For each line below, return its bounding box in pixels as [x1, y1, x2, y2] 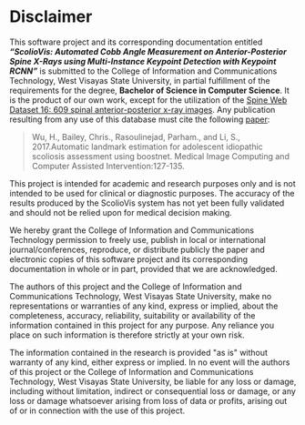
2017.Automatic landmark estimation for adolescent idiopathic [31, 141, 264, 152]
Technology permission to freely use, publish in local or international [9, 234, 267, 245]
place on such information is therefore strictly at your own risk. [9, 329, 245, 340]
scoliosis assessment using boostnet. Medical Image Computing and [31, 150, 290, 161]
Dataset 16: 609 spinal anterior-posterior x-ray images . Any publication [9, 104, 276, 115]
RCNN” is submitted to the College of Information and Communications [9, 66, 278, 76]
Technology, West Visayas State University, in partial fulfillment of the [9, 75, 270, 86]
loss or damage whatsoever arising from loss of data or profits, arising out [9, 395, 288, 406]
